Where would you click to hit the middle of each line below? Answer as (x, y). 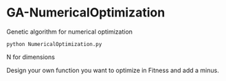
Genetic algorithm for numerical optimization (70, 32)
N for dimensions (31, 57)
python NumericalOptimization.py (54, 44)
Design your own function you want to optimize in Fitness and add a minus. (113, 70)
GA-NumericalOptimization (86, 13)
